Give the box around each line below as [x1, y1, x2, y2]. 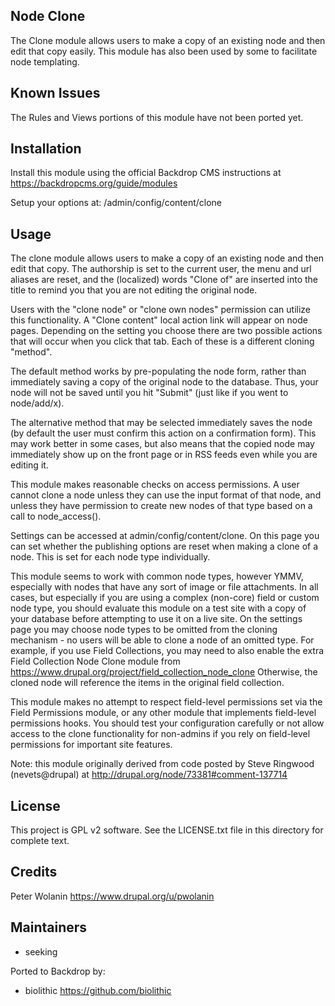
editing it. [10, 459, 49, 471]
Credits [10, 864, 58, 881]
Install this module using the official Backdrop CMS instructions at [10, 167, 282, 179]
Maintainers [10, 919, 88, 936]
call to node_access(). [10, 510, 102, 523]
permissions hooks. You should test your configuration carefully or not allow [10, 717, 325, 729]
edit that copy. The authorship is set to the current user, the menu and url [10, 263, 312, 275]
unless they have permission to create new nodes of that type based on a [10, 500, 313, 512]
